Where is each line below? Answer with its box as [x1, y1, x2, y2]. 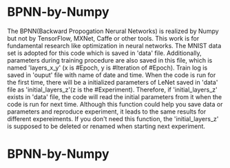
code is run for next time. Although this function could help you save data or [7, 100, 223, 108]
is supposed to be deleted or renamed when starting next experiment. [7, 122, 205, 130]
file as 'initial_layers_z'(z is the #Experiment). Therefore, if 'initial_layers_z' [7, 85, 218, 94]
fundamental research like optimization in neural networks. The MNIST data [7, 41, 222, 50]
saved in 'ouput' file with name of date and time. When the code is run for [7, 70, 216, 79]
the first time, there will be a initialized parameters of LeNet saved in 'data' [7, 78, 218, 86]
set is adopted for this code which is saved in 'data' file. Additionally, [7, 49, 202, 57]
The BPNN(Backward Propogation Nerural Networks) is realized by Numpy [7, 27, 219, 35]
